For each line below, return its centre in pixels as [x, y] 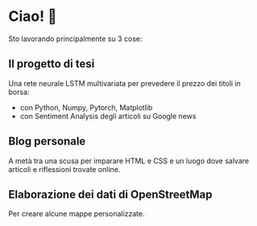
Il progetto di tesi [52, 64]
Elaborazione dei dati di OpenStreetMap [110, 194]
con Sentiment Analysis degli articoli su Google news [108, 116]
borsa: [19, 92]
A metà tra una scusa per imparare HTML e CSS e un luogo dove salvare [129, 161]
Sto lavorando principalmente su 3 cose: [75, 39]
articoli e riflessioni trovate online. [64, 169]
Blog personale [47, 141]
